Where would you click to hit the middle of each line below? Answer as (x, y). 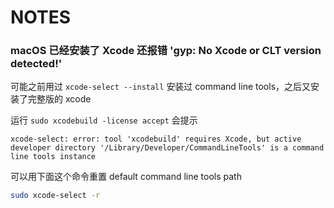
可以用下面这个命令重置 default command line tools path (126, 177)
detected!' (36, 64)
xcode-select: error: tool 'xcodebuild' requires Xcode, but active (156, 139)
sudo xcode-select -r (55, 196)
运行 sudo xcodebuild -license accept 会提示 (104, 120)
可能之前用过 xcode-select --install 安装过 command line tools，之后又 (161, 87)
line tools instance (53, 157)
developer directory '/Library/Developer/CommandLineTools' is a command (167, 148)
